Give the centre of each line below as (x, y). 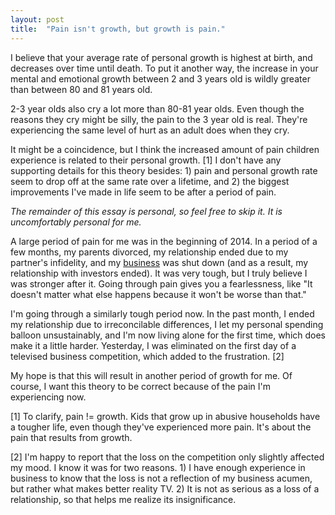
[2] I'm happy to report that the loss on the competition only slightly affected (167, 457)
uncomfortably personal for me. (76, 222)
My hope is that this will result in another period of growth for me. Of (151, 375)
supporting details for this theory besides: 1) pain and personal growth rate (164, 170)
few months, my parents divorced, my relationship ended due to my (149, 252)
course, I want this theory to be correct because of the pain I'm (140, 386)
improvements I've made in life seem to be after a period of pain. (143, 192)
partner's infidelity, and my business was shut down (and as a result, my (159, 262)
